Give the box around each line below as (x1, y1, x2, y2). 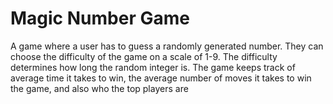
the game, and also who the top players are (10, 82, 189, 94)
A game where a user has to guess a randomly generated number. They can (10, 40, 324, 52)
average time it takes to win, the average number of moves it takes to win (10, 72, 312, 84)
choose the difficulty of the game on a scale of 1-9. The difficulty (10, 50, 278, 62)
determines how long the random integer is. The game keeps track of (10, 61, 296, 73)
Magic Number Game (10, 7, 190, 30)
